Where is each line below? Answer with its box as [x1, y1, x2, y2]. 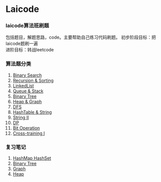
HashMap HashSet [12, 155, 52, 161]
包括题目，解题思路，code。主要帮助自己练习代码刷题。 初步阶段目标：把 [5, 34, 157, 40]
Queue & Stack [12, 88, 44, 94]
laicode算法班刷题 [5, 22, 49, 29]
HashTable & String [12, 109, 52, 115]
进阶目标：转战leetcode [5, 47, 54, 53]
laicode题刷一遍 [5, 41, 38, 47]
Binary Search [12, 72, 42, 78]
